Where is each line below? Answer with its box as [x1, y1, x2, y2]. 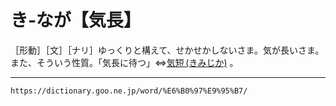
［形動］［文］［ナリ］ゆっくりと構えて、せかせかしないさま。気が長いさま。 [10, 44, 325, 56]
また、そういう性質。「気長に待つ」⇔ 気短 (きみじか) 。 [10, 56, 239, 68]
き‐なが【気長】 [10, 9, 142, 32]
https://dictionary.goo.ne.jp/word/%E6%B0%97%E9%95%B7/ [10, 86, 248, 96]
